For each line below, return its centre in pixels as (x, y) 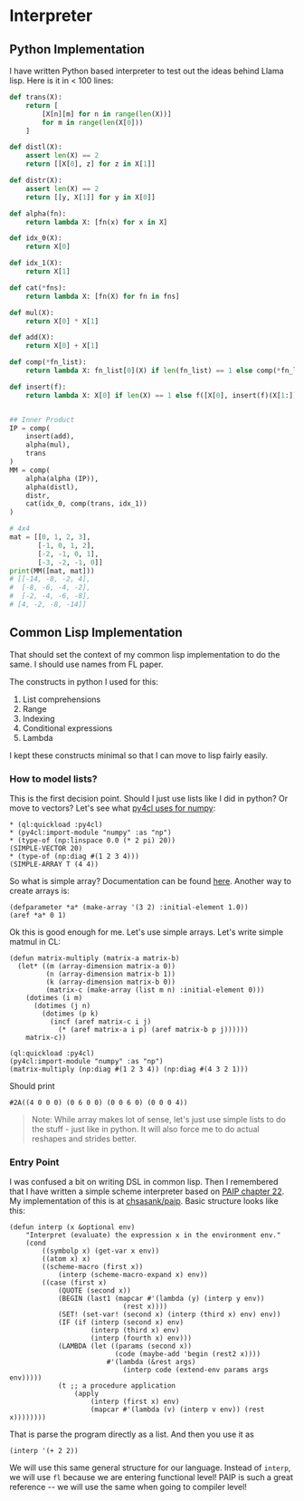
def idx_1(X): (36, 264)
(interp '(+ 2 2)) (44, 1451)
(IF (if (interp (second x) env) (120, 1323)
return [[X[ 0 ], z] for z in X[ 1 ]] (90, 164)
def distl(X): (36, 147)
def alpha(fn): (38, 214)
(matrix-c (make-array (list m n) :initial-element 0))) (155, 990)
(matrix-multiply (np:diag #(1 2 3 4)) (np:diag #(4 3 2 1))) (129, 1069)
